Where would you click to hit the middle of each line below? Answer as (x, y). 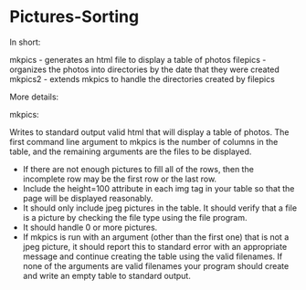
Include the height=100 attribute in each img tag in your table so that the (158, 188)
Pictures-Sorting (74, 17)
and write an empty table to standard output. (107, 275)
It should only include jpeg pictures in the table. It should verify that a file (160, 208)
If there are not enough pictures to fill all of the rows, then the (138, 169)
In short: (25, 42)
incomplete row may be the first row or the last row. (120, 179)
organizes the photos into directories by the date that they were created (145, 69)
